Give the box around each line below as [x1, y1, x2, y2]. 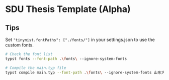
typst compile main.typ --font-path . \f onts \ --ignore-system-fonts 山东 [5, 70, 162, 75]
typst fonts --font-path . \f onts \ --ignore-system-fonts [5, 56, 127, 61]
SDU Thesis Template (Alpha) [5, 3, 131, 15]
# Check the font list [5, 51, 53, 56]
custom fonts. [5, 42, 34, 48]
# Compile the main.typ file [5, 65, 66, 70]
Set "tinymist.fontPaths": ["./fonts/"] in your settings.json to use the [5, 36, 155, 42]
